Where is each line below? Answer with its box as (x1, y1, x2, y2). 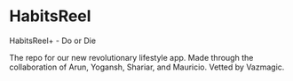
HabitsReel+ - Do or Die (9, 35, 96, 46)
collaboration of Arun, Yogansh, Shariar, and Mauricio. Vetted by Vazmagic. (9, 62, 285, 72)
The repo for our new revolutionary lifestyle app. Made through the (9, 52, 254, 63)
